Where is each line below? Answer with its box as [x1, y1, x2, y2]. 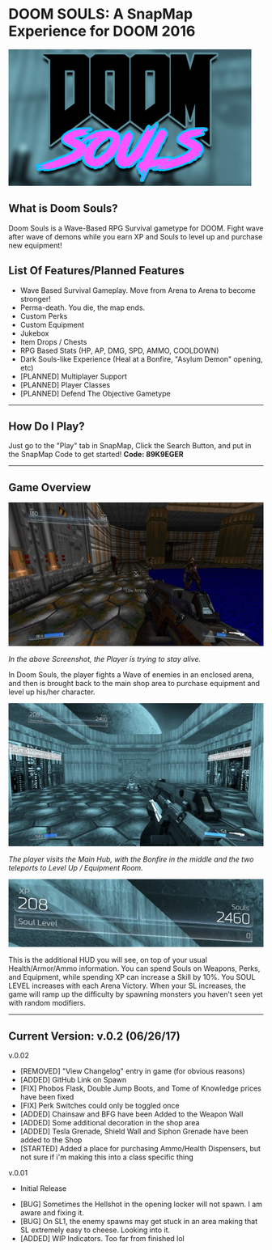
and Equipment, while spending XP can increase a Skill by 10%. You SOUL [8, 972, 256, 982]
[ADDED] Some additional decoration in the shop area [19, 1118, 200, 1128]
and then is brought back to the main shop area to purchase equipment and [8, 678, 261, 688]
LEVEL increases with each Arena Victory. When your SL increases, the [8, 981, 247, 991]
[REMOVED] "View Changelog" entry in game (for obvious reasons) [19, 1066, 245, 1076]
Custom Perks [19, 311, 68, 320]
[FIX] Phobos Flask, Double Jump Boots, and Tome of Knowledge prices [19, 1083, 261, 1093]
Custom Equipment [19, 320, 85, 329]
